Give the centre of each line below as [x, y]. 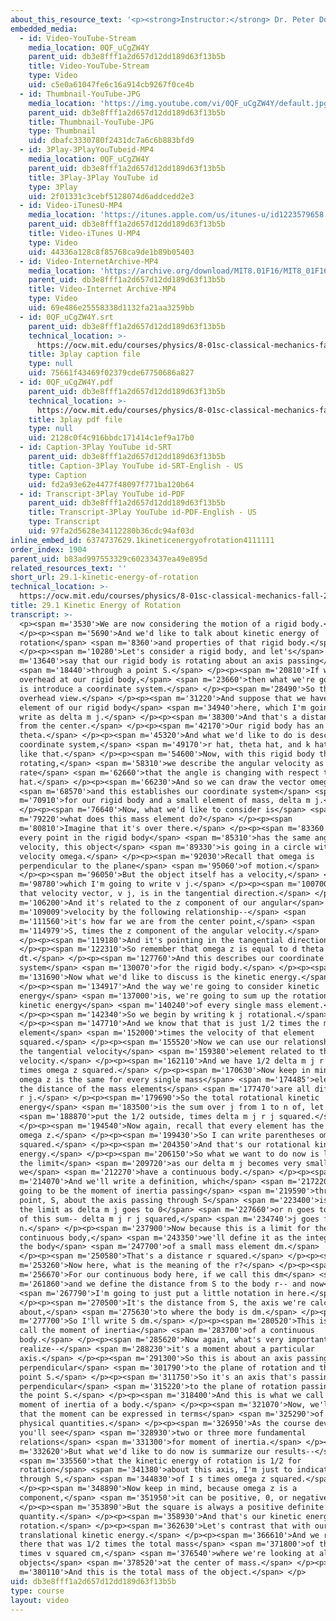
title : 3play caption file [84, 354]
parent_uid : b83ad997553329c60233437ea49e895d [109, 559]
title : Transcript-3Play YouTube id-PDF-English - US [142, 512]
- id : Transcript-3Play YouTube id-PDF [102, 494]
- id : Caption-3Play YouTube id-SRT [95, 447]
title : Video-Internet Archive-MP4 [102, 289]
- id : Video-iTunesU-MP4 [71, 206]
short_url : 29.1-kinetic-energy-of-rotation [104, 577]
